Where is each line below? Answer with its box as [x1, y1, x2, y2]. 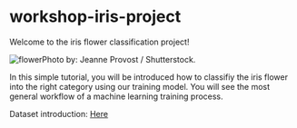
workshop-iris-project [9, 6, 182, 27]
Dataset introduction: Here [9, 108, 109, 119]
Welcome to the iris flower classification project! [9, 36, 190, 47]
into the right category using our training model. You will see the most [9, 81, 271, 92]
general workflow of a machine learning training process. [9, 91, 224, 102]
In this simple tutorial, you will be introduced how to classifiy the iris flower [9, 71, 289, 83]
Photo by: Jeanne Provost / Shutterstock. [42, 54, 196, 64]
